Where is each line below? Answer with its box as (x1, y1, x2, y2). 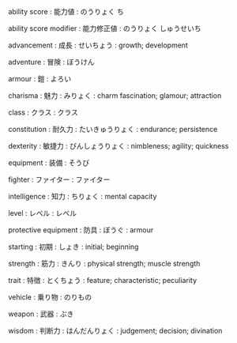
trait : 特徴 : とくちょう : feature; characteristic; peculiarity (8, 276, 197, 285)
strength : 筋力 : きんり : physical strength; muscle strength (8, 259, 201, 268)
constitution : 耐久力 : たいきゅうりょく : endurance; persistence (8, 125, 218, 134)
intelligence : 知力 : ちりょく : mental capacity (8, 192, 157, 201)
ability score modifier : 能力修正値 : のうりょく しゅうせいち (8, 24, 201, 33)
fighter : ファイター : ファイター (8, 175, 111, 184)
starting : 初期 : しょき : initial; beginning (8, 242, 139, 251)
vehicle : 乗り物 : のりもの (8, 292, 92, 302)
